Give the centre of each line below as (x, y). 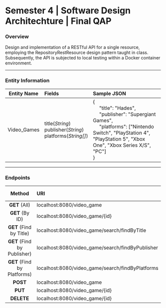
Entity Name (23, 93)
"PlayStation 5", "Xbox (119, 139)
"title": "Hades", (117, 108)
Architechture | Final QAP (58, 21)
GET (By (20, 213)
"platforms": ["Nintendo (126, 126)
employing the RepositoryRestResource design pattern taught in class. (77, 52)
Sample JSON (110, 93)
